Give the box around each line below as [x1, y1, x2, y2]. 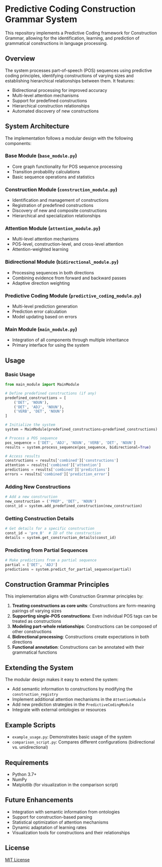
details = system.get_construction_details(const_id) [5, 535, 117, 540]
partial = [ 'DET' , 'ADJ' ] [5, 562, 57, 567]
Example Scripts [5, 721, 56, 729]
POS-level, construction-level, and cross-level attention [12, 241, 124, 247]
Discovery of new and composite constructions [12, 207, 107, 213]
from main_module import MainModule [5, 382, 79, 387]
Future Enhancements [5, 796, 74, 804]
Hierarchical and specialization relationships [12, 213, 101, 219]
